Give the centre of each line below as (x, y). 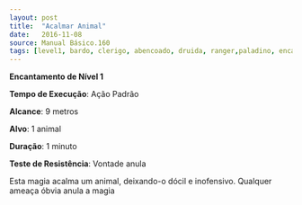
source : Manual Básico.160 (60, 43)
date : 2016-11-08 (46, 34)
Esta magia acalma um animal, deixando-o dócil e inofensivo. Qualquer (141, 182)
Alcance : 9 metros (44, 111)
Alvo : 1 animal (35, 129)
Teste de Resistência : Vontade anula (78, 164)
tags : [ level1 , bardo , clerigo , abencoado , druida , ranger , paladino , (142, 51)
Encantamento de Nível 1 (57, 76)
